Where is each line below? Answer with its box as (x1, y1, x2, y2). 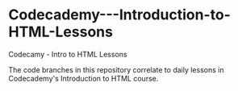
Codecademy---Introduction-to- (8, 6, 232, 24)
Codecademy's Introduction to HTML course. (8, 73, 159, 83)
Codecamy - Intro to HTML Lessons (8, 49, 127, 59)
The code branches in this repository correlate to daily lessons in (8, 64, 224, 74)
